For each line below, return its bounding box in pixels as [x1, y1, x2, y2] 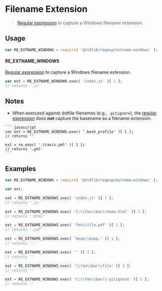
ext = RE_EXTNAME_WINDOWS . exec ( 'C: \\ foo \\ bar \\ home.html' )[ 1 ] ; [5, 209, 147, 214]
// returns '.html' [5, 214, 45, 219]
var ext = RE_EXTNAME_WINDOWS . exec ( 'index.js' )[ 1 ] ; [5, 78, 122, 84]
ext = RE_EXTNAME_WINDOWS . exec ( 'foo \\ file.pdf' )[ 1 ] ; [5, 223, 125, 228]
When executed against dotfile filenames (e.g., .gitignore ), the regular [12, 110, 157, 116]
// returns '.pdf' [5, 227, 43, 233]
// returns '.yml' [5, 147, 43, 152]
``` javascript [5, 125, 37, 130]
